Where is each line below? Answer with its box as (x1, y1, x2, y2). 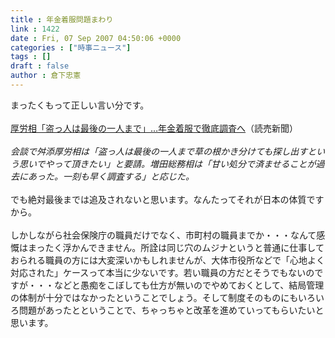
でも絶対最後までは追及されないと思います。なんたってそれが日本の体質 (10, 193, 307, 205)
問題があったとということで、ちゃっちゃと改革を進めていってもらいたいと (18, 304, 325, 316)
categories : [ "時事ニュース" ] (10, 42, 132, 53)
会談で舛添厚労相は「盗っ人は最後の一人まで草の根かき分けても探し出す (10, 145, 308, 157)
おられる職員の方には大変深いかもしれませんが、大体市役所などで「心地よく (10, 254, 326, 266)
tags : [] (10, 52, 52, 62)
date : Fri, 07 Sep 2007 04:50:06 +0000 (10, 33, 182, 43)
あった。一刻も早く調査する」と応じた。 (27, 170, 195, 182)
